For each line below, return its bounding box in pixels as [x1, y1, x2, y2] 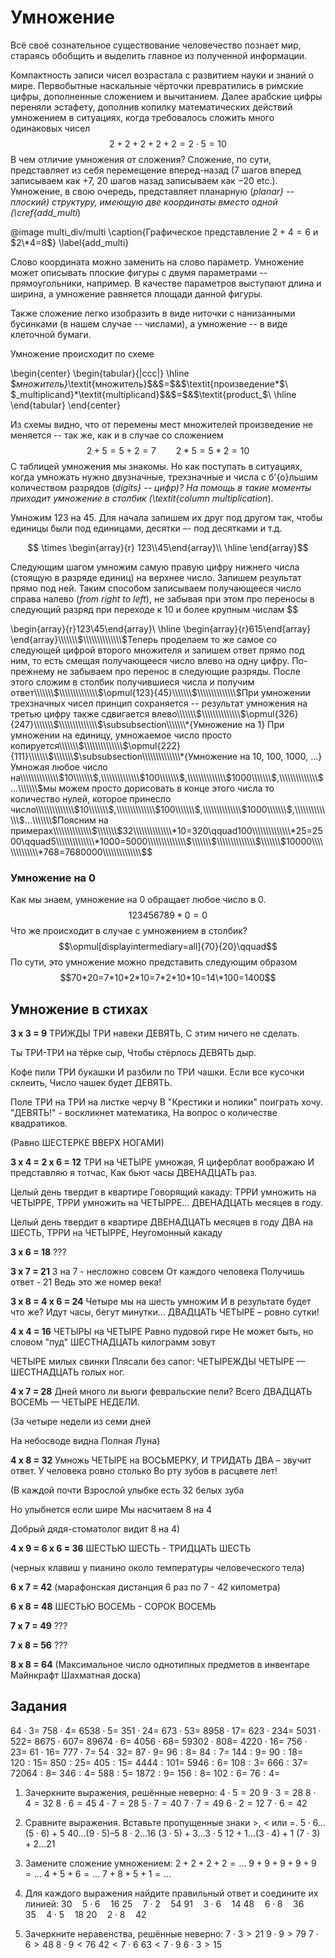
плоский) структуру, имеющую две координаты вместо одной [10, 196, 278, 208]
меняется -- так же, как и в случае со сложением [10, 429, 224, 441]
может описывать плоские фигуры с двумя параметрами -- [10, 266, 268, 278]
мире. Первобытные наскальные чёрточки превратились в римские [10, 79, 304, 91]
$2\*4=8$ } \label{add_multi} [10, 236, 130, 248]
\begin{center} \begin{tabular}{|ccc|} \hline [10, 367, 190, 379]
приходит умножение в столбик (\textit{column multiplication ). [10, 492, 274, 504]
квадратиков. [10, 1117, 68, 1130]
